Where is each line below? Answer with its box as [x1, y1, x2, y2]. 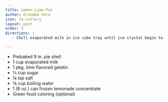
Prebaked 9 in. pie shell [12, 53, 61, 59]
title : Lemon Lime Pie [5, 7, 53, 13]
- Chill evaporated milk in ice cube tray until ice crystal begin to [12, 36, 163, 41]
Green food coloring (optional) [12, 91, 75, 97]
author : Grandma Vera [5, 12, 51, 17]
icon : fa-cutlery [5, 17, 42, 22]
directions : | [5, 31, 35, 36]
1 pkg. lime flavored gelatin [12, 64, 68, 70]
